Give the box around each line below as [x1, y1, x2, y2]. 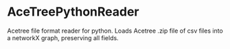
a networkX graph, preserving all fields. [7, 33, 119, 42]
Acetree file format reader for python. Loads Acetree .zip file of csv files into [7, 27, 223, 35]
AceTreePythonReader [7, 4, 139, 20]
